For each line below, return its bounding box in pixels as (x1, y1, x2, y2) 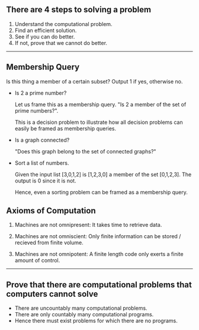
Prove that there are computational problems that (6, 280, 192, 290)
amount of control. (14, 257, 60, 264)
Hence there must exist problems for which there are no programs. (14, 317, 178, 325)
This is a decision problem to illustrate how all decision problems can (14, 118, 183, 126)
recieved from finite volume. (14, 239, 84, 246)
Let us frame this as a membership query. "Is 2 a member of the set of (14, 101, 187, 108)
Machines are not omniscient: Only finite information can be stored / (14, 233, 181, 240)
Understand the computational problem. (14, 20, 113, 27)
